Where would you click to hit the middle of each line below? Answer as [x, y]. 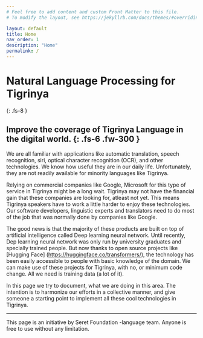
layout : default [27, 28]
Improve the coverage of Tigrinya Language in [95, 130]
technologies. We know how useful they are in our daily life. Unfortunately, [99, 167]
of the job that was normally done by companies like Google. [82, 217]
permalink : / [23, 51]
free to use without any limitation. [48, 328]
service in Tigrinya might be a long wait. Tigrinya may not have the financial [100, 191]
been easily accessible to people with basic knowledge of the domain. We [98, 260]
